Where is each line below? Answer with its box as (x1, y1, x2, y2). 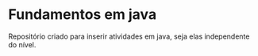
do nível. (8, 39, 37, 49)
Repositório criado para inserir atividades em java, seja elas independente (8, 32, 250, 41)
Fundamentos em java (8, 6, 157, 24)
